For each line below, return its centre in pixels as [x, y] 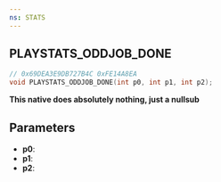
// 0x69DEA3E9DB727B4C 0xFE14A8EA [74, 74]
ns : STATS [28, 17]
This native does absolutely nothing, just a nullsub [105, 100]
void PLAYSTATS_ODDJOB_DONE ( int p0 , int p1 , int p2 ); [111, 83]
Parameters [42, 127]
